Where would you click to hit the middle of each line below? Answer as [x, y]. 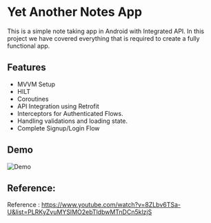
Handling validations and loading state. [72, 121]
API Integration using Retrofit [58, 106]
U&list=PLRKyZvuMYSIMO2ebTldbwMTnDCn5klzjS [80, 212]
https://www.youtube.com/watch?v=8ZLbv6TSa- [111, 205]
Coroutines [33, 99]
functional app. [29, 46]
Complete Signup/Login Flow [58, 128]
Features [27, 67]
